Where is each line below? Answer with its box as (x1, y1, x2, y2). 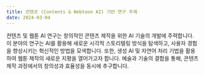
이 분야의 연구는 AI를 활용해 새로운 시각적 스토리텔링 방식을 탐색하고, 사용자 (6, 39, 186, 47)
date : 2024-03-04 (6, 15, 51, 21)
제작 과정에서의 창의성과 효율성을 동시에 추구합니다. (6, 62, 129, 70)
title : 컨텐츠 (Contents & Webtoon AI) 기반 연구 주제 (6, 8, 138, 15)
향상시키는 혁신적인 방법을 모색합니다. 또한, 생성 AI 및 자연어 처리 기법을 (12, 47, 185, 54)
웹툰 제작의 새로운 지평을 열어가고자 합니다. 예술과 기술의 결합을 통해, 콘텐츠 (17, 54, 199, 62)
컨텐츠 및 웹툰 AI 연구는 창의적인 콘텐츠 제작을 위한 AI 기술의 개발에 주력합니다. (6, 31, 195, 39)
